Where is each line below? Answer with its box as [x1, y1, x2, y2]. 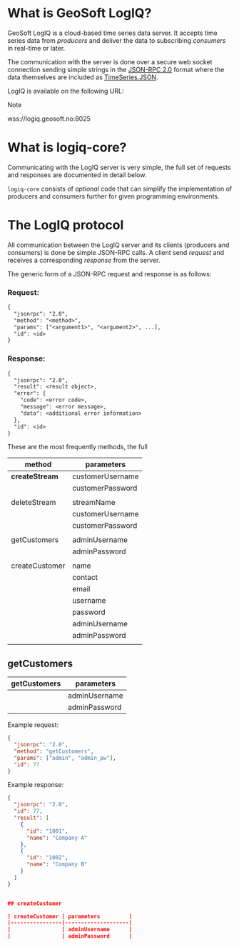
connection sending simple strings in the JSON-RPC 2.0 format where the [7, 65, 225, 74]
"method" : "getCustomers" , [14, 748, 94, 755]
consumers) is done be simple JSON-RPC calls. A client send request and [7, 248, 225, 256]
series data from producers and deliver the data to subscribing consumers [7, 36, 226, 44]
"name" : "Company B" [26, 861, 88, 868]
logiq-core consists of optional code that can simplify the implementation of [7, 184, 233, 193]
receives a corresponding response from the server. [7, 256, 161, 264]
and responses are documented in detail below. [7, 170, 147, 179]
